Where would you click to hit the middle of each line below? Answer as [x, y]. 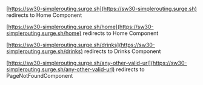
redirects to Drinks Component [122, 51]
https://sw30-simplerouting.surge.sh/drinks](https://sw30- [82, 45]
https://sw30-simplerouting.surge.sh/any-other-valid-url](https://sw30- [98, 63]
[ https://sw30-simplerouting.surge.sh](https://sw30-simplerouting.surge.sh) [101, 9]
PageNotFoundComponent [40, 76]
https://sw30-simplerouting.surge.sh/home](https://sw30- [81, 27]
